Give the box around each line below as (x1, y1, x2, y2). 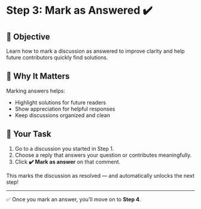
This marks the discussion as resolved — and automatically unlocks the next (6, 172, 195, 179)
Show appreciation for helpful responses (14, 105, 115, 112)
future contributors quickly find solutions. (6, 54, 108, 61)
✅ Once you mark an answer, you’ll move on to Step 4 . (6, 195, 142, 203)
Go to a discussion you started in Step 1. (14, 145, 114, 152)
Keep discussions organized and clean (14, 111, 111, 119)
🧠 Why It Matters (6, 71, 70, 82)
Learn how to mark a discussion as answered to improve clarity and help (6, 47, 185, 55)
